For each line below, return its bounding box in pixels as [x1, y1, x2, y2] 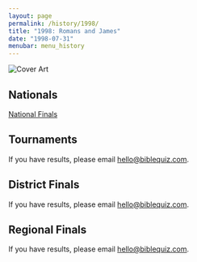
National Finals [8, 109, 58, 118]
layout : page [8, 11, 52, 20]
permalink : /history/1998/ [8, 19, 99, 28]
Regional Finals [8, 222, 87, 236]
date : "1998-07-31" [8, 34, 74, 43]
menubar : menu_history [8, 42, 85, 50]
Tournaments [8, 133, 78, 147]
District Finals [8, 178, 80, 191]
